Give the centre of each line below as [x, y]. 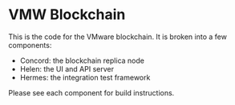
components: [30, 45]
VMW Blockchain [67, 15]
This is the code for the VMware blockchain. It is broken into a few [118, 37]
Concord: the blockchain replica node [82, 60]
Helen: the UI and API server [67, 68]
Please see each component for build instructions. [91, 92]
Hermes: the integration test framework [85, 77]
